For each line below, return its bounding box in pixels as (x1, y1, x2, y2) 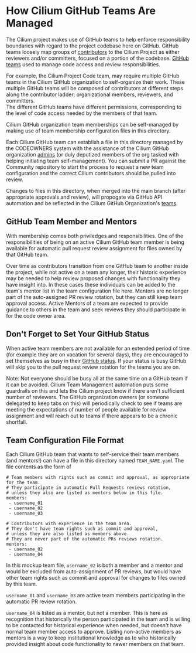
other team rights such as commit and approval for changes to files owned (6, 574, 186, 581)
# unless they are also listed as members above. (6, 531, 130, 537)
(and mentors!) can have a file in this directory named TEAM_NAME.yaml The (6, 457, 184, 464)
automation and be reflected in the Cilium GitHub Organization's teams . (6, 199, 178, 206)
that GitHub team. (6, 251, 49, 258)
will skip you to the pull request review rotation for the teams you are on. (6, 363, 180, 370)
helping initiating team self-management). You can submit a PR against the (6, 157, 186, 164)
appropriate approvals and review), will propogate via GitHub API (6, 193, 163, 200)
